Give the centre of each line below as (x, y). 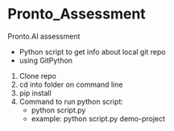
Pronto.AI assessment (44, 36)
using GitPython (46, 60)
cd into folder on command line (71, 84)
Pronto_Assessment (77, 14)
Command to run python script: (71, 101)
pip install (35, 92)
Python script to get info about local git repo (92, 51)
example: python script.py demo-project (98, 118)
